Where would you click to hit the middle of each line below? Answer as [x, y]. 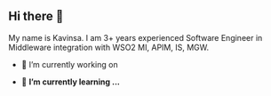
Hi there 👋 [36, 16]
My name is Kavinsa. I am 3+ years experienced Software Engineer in [135, 37]
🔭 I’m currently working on [69, 64]
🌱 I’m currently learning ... [71, 82]
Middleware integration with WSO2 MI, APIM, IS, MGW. [109, 47]
